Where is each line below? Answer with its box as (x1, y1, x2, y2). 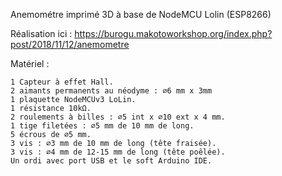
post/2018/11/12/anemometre (10, 39, 130, 50)
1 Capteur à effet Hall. (10, 77, 114, 87)
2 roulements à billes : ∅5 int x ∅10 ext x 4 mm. (10, 112, 226, 122)
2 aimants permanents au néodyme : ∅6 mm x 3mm (10, 86, 213, 96)
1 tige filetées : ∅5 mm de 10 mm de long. (10, 121, 195, 131)
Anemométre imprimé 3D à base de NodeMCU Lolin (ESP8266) (10, 9, 272, 20)
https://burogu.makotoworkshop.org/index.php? (74, 28, 273, 39)
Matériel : (10, 58, 50, 69)
